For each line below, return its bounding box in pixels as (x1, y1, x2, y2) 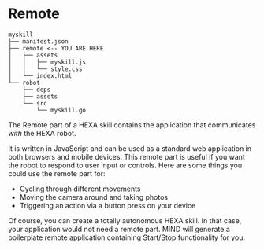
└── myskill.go (36, 106, 87, 114)
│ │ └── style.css (8, 64, 83, 73)
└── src (22, 99, 47, 107)
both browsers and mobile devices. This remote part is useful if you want (8, 152, 246, 161)
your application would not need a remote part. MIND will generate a (8, 224, 230, 233)
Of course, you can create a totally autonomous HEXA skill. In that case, (8, 215, 242, 225)
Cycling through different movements (19, 184, 141, 193)
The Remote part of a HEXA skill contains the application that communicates (8, 119, 256, 130)
